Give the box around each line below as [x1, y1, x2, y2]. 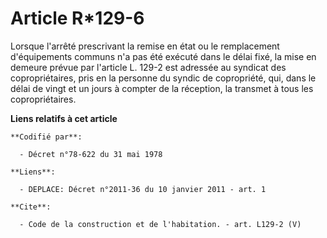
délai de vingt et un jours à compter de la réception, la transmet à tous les [10, 82, 314, 94]
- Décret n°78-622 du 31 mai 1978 [19, 149, 163, 159]
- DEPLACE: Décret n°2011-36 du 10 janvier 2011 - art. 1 [19, 184, 267, 194]
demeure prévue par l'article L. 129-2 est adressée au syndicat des [10, 61, 287, 73]
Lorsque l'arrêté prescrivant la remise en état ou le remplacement [10, 40, 280, 52]
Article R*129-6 [10, 7, 145, 30]
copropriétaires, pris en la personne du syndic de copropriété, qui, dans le [10, 72, 317, 84]
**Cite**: [10, 202, 52, 212]
